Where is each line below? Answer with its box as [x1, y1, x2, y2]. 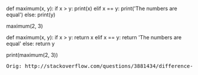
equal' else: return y [6, 40, 55, 47]
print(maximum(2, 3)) [6, 52, 58, 58]
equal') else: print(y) [6, 11, 56, 18]
